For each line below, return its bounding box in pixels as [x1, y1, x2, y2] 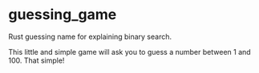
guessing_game [8, 6, 117, 24]
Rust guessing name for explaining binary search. [8, 32, 172, 41]
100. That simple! [8, 56, 65, 65]
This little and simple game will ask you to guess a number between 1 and [8, 47, 251, 56]
